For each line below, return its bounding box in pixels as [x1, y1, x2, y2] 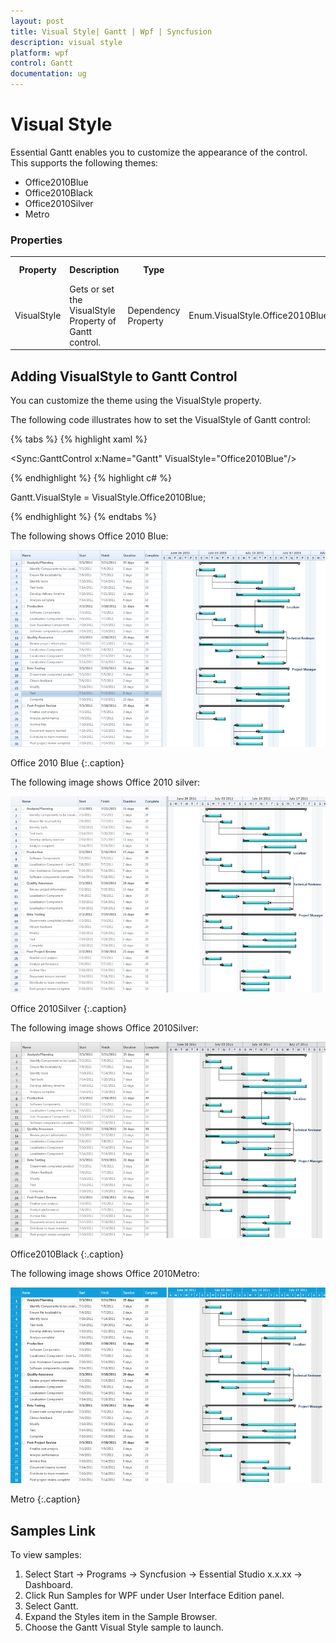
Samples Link [10, 1522, 97, 1539]
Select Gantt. [24, 1600, 79, 1612]
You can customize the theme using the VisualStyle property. [10, 395, 262, 407]
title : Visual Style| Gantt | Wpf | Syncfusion [10, 26, 213, 37]
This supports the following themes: [10, 156, 159, 169]
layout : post [10, 16, 65, 26]
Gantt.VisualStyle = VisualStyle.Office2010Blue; [10, 491, 207, 504]
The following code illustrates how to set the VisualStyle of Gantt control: [10, 414, 311, 426]
